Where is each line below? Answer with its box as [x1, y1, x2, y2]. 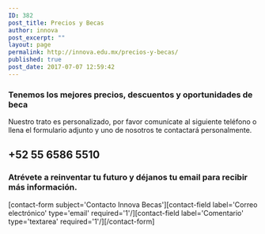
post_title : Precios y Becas [8, 19, 104, 27]
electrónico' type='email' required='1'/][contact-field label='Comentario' [8, 208, 244, 217]
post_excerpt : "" [8, 33, 66, 42]
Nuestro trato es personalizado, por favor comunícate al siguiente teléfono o [8, 117, 257, 126]
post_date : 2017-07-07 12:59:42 [8, 63, 115, 71]
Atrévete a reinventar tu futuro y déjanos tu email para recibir [8, 172, 248, 183]
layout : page [8, 41, 51, 49]
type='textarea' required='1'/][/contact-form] [8, 217, 155, 226]
